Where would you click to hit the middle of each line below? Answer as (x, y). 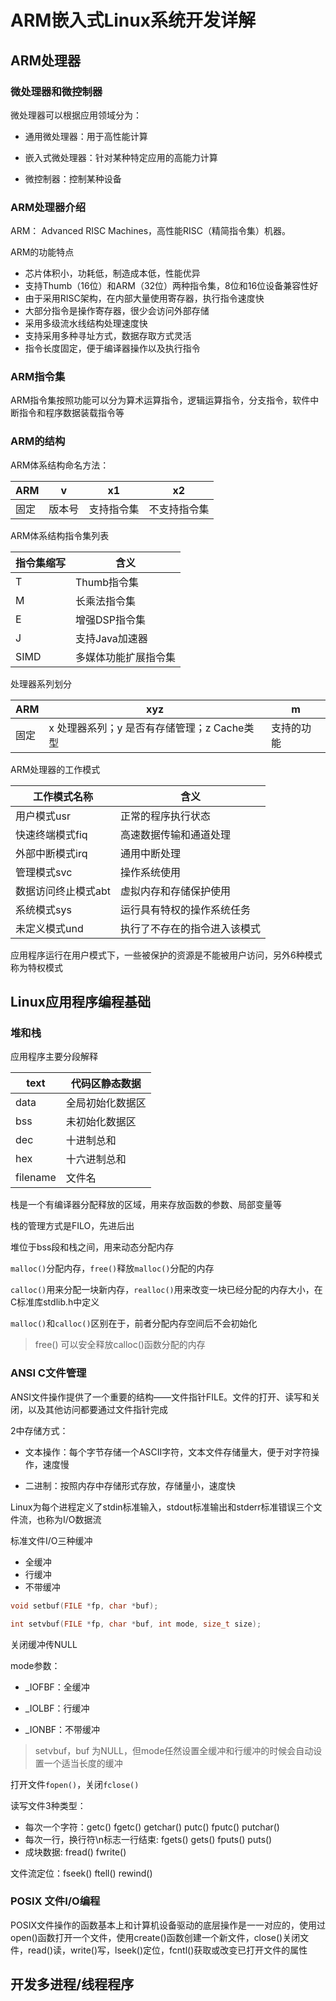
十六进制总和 (96, 1159)
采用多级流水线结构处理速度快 (86, 323)
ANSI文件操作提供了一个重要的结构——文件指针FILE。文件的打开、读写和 (161, 1397)
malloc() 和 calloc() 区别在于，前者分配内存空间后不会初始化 (134, 1323)
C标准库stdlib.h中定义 (55, 1302)
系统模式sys (43, 909)
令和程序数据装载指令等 (76, 413)
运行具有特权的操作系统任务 (186, 909)
